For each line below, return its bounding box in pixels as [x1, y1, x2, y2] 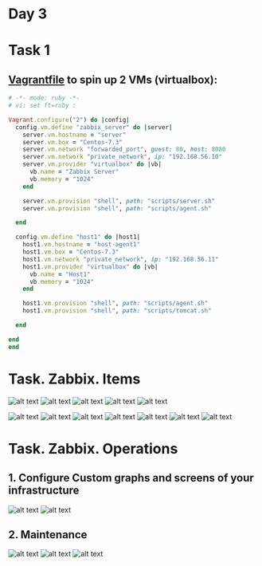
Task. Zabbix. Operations [8, 439, 178, 458]
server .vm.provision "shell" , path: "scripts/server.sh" [22, 197, 216, 205]
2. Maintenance [8, 528, 88, 542]
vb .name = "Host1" [29, 270, 91, 278]
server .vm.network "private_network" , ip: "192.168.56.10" [22, 153, 223, 161]
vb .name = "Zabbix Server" [29, 168, 119, 176]
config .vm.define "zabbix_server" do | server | [15, 123, 173, 132]
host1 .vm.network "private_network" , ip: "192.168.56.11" [22, 255, 219, 263]
